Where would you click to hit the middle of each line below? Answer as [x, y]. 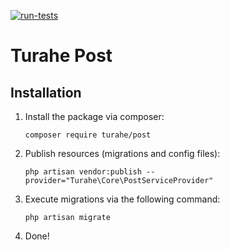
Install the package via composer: [94, 116]
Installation [46, 92]
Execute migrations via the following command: [122, 199]
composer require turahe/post [88, 135]
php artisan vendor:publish [83, 172]
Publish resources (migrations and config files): [122, 153]
